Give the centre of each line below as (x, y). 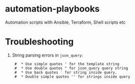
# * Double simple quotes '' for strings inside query (72, 77)
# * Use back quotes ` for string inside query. (66, 72)
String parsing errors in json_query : (48, 55)
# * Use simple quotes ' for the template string (67, 64)
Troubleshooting (39, 42)
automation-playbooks (52, 9)
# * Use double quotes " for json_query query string (71, 68)
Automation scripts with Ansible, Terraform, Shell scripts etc (65, 22)
